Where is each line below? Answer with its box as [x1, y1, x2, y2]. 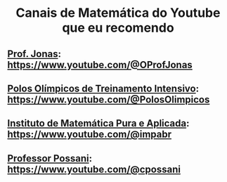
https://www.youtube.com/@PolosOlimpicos [7, 93, 210, 105]
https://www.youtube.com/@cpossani [7, 163, 181, 175]
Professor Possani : [7, 152, 93, 164]
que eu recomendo [62, 20, 174, 36]
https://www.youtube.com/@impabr [7, 129, 172, 141]
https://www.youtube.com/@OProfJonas [7, 58, 193, 71]
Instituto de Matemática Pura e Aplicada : [7, 117, 190, 129]
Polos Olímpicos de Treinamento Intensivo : [7, 82, 199, 94]
